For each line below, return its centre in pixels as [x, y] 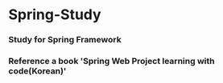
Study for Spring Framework [65, 40]
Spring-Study [55, 15]
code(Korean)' [37, 71]
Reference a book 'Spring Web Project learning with [111, 61]
